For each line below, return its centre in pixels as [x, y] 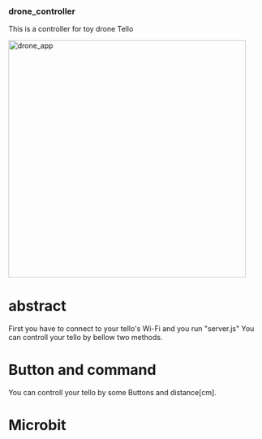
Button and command [82, 370]
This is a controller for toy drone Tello [71, 29]
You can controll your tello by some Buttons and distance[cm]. [112, 393]
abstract [37, 306]
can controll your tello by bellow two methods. [86, 338]
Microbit [37, 426]
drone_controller [42, 11]
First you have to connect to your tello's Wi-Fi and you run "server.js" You [131, 329]
